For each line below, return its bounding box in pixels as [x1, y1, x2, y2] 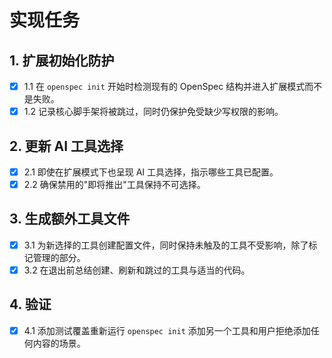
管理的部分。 [32, 251, 86, 263]
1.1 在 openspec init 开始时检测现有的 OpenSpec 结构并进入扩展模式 [23, 81, 306, 92]
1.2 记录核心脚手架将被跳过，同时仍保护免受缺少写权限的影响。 [23, 106, 284, 118]
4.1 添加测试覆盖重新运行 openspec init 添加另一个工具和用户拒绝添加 [23, 324, 311, 336]
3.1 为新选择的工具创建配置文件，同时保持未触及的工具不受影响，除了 [23, 239, 309, 251]
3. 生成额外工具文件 [9, 211, 131, 228]
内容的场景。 [32, 337, 86, 349]
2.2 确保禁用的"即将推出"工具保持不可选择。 [23, 179, 206, 190]
